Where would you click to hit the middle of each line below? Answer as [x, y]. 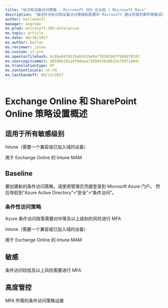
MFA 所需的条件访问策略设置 [34, 300]
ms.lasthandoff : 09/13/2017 [34, 75]
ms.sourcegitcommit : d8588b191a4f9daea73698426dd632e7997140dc [72, 61]
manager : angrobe [23, 24]
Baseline [19, 174]
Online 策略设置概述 [46, 114]
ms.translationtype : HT [30, 66]
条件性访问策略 [23, 207]
